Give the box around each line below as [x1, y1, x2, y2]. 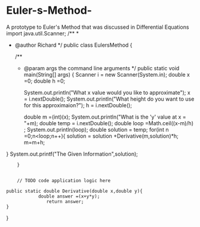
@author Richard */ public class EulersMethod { [14, 41, 133, 49]
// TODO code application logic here [17, 177, 111, 183]
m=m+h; [23, 138, 45, 146]
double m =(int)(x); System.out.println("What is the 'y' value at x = [23, 113, 186, 120]
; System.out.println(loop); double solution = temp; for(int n [23, 126, 169, 133]
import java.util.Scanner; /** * [6, 29, 79, 37]
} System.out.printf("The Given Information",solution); [6, 150, 139, 158]
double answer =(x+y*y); [38, 193, 100, 199]
